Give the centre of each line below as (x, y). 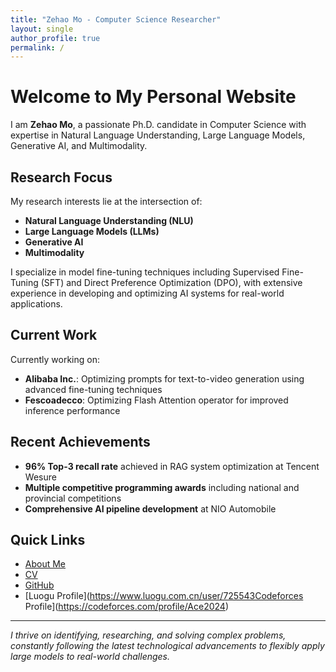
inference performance (72, 410)
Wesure (40, 477)
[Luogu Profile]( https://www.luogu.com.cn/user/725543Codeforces (164, 596)
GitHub (39, 585)
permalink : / (37, 47)
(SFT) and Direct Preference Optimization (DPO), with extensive (171, 282)
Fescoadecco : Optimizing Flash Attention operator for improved (156, 400)
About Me (45, 564)
